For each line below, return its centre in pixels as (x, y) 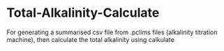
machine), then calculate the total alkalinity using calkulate (91, 39)
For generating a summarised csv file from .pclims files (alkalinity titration (112, 32)
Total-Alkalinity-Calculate (83, 13)
